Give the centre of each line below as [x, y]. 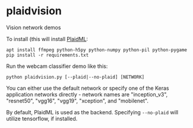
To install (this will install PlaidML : [47, 39]
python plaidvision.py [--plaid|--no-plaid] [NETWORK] [75, 77]
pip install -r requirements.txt [48, 55]
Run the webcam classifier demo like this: [57, 66]
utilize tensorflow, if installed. [42, 118]
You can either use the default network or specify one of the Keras [88, 88]
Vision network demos [34, 27]
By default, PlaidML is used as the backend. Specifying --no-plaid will [92, 112]
